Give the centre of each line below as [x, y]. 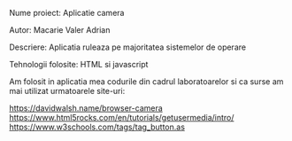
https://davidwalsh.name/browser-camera [86, 108]
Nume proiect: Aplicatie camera [67, 13]
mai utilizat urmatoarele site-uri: [67, 91]
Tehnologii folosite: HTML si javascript [79, 64]
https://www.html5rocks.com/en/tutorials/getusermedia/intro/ [122, 117]
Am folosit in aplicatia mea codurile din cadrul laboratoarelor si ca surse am [146, 82]
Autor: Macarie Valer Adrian [60, 30]
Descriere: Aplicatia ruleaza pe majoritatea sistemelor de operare [127, 47]
